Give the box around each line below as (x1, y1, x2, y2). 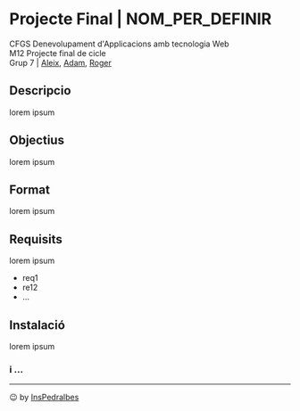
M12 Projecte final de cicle (9, 47, 106, 58)
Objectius (9, 133, 65, 148)
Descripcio (9, 83, 71, 98)
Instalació (9, 317, 65, 333)
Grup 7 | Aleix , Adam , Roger (9, 57, 112, 68)
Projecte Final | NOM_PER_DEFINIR (9, 9, 272, 29)
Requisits (9, 232, 62, 247)
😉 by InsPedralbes (9, 392, 79, 403)
